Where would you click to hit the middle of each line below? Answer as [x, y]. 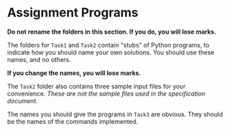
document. [22, 100]
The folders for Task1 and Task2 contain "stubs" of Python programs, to [108, 45]
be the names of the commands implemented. [73, 121]
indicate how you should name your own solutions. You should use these [111, 52]
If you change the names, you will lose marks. [74, 73]
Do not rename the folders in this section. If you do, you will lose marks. [112, 32]
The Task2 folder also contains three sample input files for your [96, 86]
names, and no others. [39, 59]
